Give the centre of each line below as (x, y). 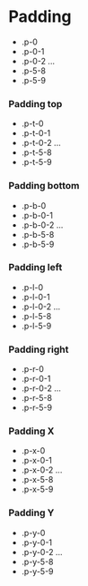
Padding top (35, 103)
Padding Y (31, 513)
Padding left (35, 268)
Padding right (39, 349)
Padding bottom (44, 186)
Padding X (31, 431)
